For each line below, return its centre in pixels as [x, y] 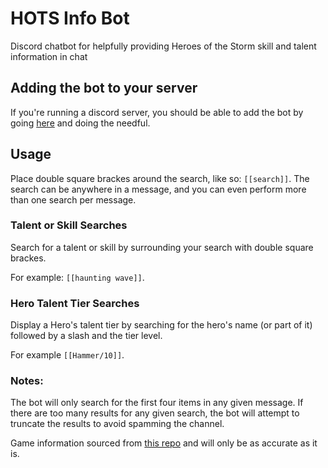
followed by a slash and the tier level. [86, 336]
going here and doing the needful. [80, 123]
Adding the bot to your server [104, 88]
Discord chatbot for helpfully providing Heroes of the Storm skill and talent [163, 46]
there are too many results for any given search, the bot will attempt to [155, 413]
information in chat [49, 56]
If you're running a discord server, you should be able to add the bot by [157, 112]
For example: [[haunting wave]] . [77, 277]
